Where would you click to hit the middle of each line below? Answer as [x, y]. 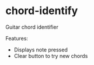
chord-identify [42, 11]
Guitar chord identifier [32, 27]
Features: [17, 38]
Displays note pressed [41, 49]
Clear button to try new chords [51, 56]
